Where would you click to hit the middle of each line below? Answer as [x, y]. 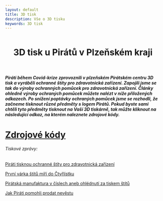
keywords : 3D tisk [24, 24]
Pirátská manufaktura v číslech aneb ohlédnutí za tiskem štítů [67, 183]
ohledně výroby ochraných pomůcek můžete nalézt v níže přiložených [79, 94]
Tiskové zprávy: [21, 149]
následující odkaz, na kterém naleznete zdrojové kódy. [62, 115]
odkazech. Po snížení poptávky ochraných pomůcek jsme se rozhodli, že [81, 99]
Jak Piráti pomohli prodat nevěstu [39, 193]
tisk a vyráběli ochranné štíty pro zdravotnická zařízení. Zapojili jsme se [81, 83]
